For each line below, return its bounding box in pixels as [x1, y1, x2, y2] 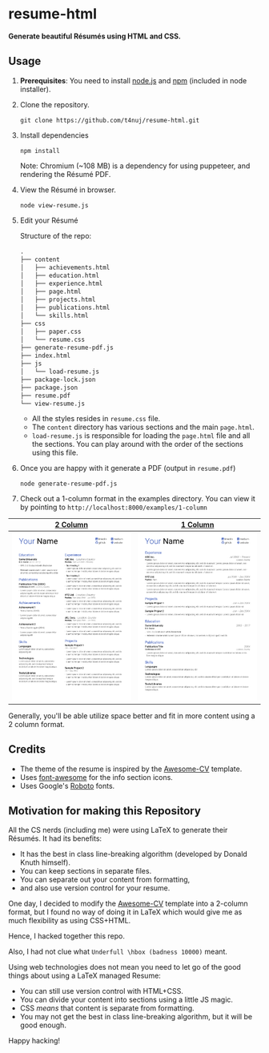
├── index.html [19, 352, 71, 360]
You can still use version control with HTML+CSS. [19, 987, 184, 996]
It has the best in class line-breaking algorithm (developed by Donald [19, 850, 248, 859]
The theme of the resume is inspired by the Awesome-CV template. [19, 764, 243, 774]
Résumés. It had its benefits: [8, 834, 102, 843]
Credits [8, 742, 46, 757]
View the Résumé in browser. [19, 185, 116, 195]
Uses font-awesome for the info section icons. [19, 772, 174, 782]
